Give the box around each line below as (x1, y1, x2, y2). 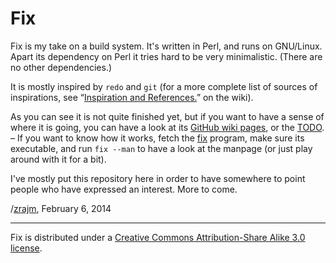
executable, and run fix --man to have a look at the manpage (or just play (10, 142, 313, 154)
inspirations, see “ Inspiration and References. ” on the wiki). (10, 91, 254, 103)
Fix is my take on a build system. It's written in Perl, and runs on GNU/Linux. (10, 40, 323, 52)
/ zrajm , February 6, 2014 (10, 202, 112, 214)
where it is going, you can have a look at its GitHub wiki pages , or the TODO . (10, 121, 325, 133)
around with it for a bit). (10, 153, 107, 165)
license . (10, 242, 43, 254)
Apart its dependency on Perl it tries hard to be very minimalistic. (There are (10, 50, 323, 62)
